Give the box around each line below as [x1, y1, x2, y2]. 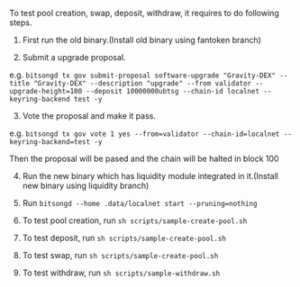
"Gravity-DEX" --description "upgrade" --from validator [32, 79, 252, 88]
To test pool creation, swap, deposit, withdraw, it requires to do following [9, 8, 279, 18]
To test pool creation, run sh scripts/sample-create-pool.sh [22, 215, 248, 226]
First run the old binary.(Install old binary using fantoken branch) [22, 35, 261, 45]
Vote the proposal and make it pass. [22, 111, 156, 121]
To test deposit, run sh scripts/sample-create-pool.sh [22, 233, 227, 243]
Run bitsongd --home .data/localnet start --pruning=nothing [22, 198, 258, 208]
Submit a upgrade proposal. [22, 52, 126, 62]
